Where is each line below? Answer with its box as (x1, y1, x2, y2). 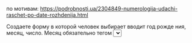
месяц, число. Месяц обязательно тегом (6, 29, 112, 36)
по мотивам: (6, 5, 39, 12)
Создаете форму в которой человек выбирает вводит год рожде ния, (6, 23, 187, 30)
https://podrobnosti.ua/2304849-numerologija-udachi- (40, 5, 178, 12)
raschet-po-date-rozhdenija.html (6, 11, 89, 19)
